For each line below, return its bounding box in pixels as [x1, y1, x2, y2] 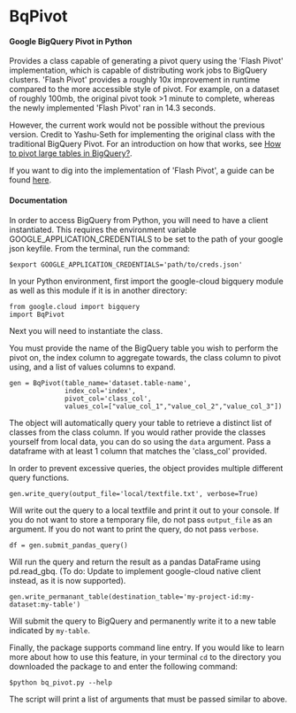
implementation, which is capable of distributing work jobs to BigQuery [9, 65, 268, 76]
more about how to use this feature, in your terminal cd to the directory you [9, 651, 282, 662]
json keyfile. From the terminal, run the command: [9, 243, 190, 253]
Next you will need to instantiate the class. [9, 325, 163, 336]
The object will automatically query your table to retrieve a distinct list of [9, 417, 272, 428]
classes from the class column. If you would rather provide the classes [9, 427, 267, 438]
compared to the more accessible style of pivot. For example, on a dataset [9, 84, 280, 95]
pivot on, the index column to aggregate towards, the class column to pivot [9, 352, 281, 362]
